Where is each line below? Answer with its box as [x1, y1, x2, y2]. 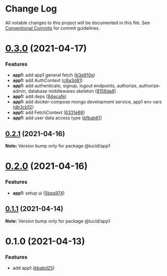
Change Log [5, 3, 57, 15]
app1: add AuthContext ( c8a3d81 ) [12, 78, 83, 84]
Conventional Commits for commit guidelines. [5, 25, 100, 31]
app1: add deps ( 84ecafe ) [12, 94, 67, 100]
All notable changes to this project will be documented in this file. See [5, 20, 150, 26]
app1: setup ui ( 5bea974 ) [12, 190, 65, 196]
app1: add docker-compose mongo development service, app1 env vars [12, 99, 162, 105]
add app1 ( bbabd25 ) [12, 265, 55, 271]
